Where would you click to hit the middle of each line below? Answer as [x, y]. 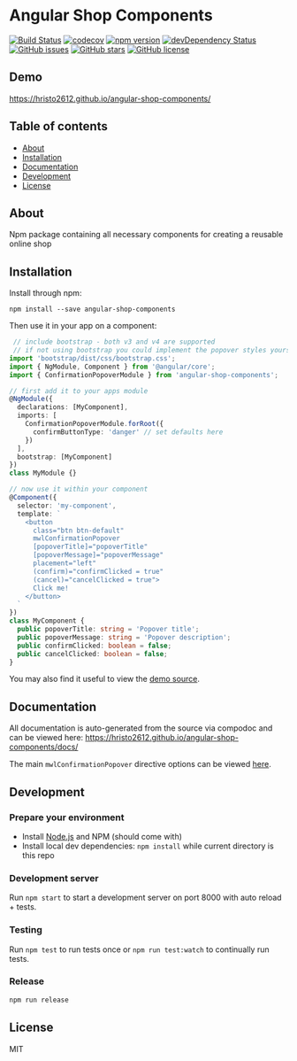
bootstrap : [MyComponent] [65, 457]
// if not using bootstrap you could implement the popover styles [140, 351]
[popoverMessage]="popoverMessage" [98, 555]
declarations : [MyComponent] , [72, 407]
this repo [38, 855]
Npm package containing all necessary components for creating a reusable [146, 235]
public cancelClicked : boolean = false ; [92, 654]
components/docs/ [44, 747]
